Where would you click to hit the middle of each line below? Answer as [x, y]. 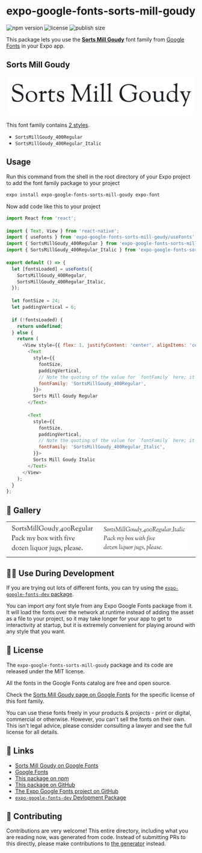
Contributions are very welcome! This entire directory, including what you [97, 831]
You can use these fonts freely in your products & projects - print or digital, [99, 713]
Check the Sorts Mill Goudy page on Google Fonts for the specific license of [101, 694]
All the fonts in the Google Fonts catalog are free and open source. [89, 683]
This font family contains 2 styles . [48, 125]
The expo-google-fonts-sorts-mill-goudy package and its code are [90, 665]
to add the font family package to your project [63, 183]
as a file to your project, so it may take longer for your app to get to [89, 619]
